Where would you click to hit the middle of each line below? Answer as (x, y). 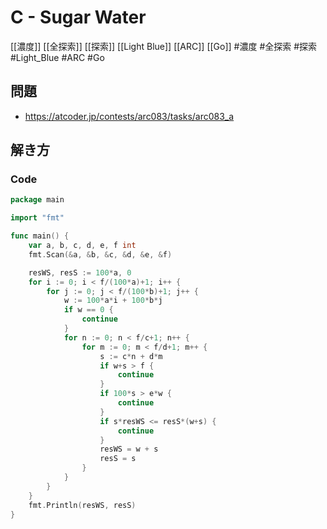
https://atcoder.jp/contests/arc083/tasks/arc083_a (129, 116)
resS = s (118, 459)
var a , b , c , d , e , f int (82, 246)
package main (37, 200)
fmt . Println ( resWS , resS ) (82, 505)
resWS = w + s (129, 449)
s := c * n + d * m (131, 356)
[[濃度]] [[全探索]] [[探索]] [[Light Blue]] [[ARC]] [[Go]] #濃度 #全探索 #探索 (164, 46)
